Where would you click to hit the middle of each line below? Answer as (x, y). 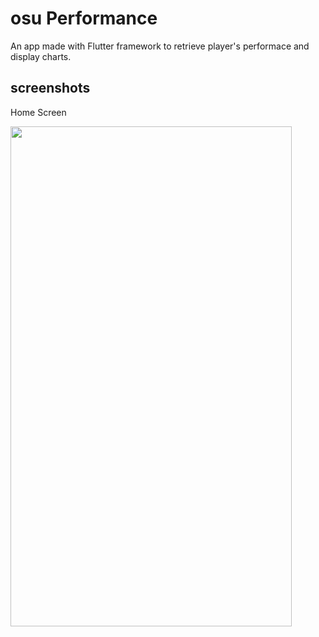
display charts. (41, 56)
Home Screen (38, 112)
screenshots (50, 88)
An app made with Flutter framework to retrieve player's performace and (160, 46)
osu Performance (84, 18)
